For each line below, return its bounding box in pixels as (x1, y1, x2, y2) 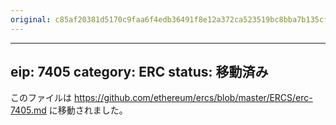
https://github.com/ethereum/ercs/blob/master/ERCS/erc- (73, 92, 313, 104)
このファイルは (10, 92, 72, 104)
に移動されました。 (48, 104, 128, 116)
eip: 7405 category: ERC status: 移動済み (10, 64, 269, 81)
